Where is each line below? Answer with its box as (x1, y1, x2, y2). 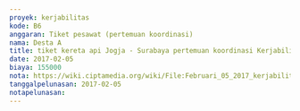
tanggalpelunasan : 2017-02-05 (9, 80, 122, 89)
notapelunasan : (9, 88, 66, 97)
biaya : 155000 (9, 64, 62, 73)
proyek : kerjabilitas (9, 13, 90, 22)
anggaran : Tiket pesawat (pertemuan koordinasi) (9, 30, 194, 38)
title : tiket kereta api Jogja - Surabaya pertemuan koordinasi (9, 47, 254, 55)
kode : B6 (9, 21, 42, 30)
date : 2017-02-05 (9, 55, 74, 64)
